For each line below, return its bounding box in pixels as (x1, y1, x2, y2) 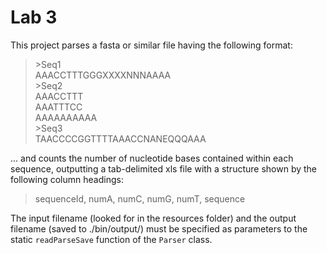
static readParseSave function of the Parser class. (10, 233, 213, 245)
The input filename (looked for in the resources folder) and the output (10, 212, 297, 224)
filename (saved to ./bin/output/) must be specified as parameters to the (10, 222, 308, 235)
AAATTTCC (34, 101, 83, 113)
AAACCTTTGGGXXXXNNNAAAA (34, 69, 172, 81)
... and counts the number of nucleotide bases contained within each (10, 152, 294, 164)
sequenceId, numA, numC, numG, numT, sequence (34, 192, 246, 205)
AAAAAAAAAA (34, 111, 98, 123)
